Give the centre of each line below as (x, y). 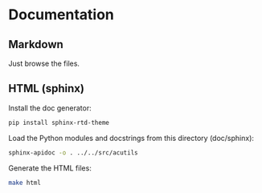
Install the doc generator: (50, 108)
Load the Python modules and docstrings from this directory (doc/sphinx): (131, 138)
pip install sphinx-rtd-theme (59, 123)
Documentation (61, 15)
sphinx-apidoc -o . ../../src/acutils (73, 153)
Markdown (36, 44)
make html (25, 183)
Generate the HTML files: (50, 168)
